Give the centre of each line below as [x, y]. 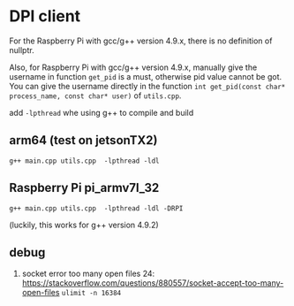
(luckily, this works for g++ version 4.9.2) [84, 225]
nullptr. [22, 50]
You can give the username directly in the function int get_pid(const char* [147, 86]
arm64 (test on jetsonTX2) [83, 140]
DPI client [45, 16]
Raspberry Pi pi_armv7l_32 [84, 188]
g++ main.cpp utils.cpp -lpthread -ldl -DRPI [96, 208]
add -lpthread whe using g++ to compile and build [102, 112]
